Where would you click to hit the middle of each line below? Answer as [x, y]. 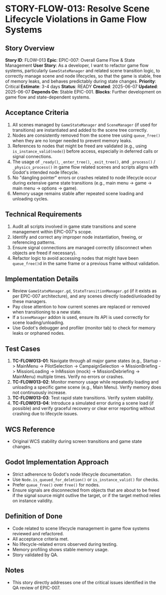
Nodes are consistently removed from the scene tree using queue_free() [86, 135]
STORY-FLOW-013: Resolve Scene [77, 9]
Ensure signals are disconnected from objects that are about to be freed [86, 490]
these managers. [29, 301]
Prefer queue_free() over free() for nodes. [56, 485]
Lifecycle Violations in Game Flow [76, 19]
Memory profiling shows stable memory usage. [60, 549]
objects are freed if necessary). [44, 253]
